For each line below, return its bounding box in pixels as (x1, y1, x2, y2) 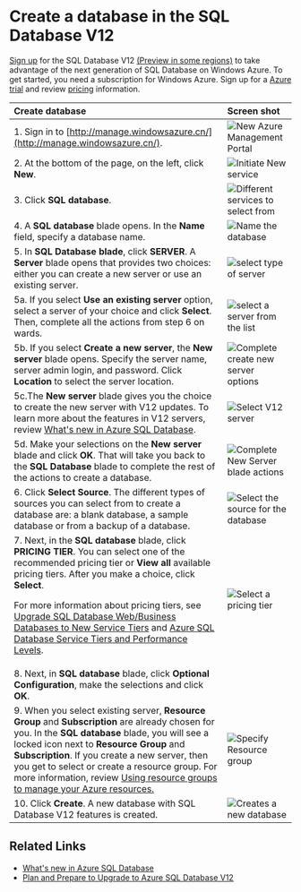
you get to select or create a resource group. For (13, 759, 218, 772)
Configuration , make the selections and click (13, 678, 204, 690)
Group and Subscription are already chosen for (13, 715, 215, 727)
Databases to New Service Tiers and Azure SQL (13, 621, 215, 633)
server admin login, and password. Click (13, 364, 183, 376)
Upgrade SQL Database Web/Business (13, 610, 176, 622)
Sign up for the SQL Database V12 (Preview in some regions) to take (9, 55, 261, 65)
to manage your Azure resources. (13, 782, 155, 794)
